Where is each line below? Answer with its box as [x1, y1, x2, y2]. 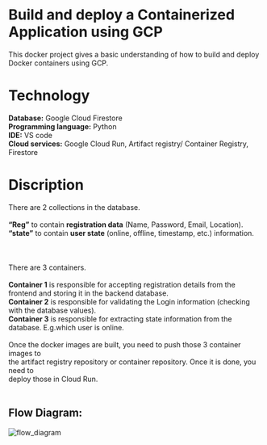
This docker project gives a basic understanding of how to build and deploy [8, 49, 260, 59]
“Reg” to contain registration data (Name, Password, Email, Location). [8, 220, 244, 229]
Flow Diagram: [8, 406, 83, 420]
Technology [8, 86, 90, 105]
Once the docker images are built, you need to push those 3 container [8, 339, 241, 349]
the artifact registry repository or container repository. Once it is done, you [8, 357, 257, 367]
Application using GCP [8, 23, 163, 41]
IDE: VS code [8, 130, 52, 140]
